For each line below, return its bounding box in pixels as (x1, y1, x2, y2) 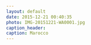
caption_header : (6, 25, 46, 31)
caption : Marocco (6, 30, 49, 36)
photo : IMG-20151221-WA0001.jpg (6, 19, 85, 25)
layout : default (6, 8, 46, 15)
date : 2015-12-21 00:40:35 (6, 14, 72, 20)
